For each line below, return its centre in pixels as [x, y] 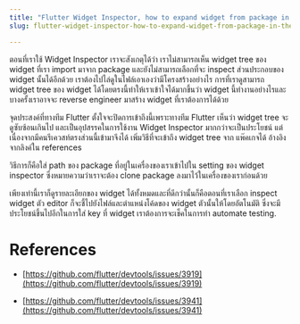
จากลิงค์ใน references [46, 147]
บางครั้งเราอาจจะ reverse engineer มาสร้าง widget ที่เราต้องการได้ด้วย [119, 99]
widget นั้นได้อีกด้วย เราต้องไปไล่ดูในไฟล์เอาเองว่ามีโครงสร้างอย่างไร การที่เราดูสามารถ [137, 79]
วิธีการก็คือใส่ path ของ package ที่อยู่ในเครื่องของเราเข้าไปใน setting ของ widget [137, 165]
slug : [19, 26]
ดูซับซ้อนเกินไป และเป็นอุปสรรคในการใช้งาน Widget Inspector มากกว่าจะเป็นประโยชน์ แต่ [146, 127]
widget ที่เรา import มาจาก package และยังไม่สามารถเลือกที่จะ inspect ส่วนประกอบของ [146, 69]
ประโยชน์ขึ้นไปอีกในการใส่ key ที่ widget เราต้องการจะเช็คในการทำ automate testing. [143, 213]
